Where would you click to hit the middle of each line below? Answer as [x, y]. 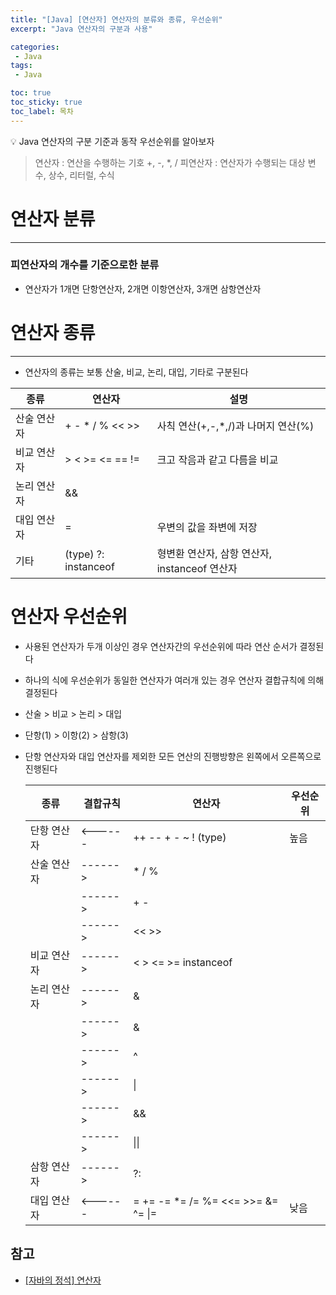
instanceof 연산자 [197, 568]
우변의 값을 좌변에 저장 [207, 527]
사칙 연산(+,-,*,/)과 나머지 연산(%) [235, 426]
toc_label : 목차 [42, 111]
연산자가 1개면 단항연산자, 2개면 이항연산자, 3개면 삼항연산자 [143, 288]
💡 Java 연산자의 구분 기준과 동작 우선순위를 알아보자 [112, 141]
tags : [21, 66]
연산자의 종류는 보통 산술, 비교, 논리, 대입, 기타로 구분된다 [136, 372]
